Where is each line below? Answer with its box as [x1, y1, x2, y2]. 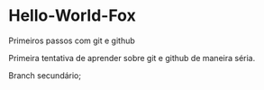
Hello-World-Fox [8, 5, 136, 26]
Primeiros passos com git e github [8, 35, 136, 46]
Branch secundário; [8, 69, 82, 81]
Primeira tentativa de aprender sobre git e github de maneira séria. [8, 52, 256, 63]
